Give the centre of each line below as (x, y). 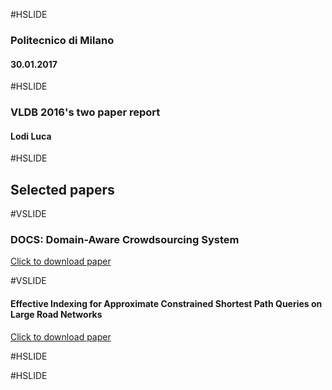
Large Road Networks (56, 314)
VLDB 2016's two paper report (85, 112)
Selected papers (62, 189)
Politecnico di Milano (62, 40)
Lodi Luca (31, 136)
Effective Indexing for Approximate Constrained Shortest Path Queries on (166, 303)
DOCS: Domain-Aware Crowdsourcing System (125, 239)
